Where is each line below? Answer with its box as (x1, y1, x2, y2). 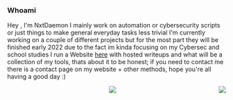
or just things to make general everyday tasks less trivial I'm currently (7, 28, 206, 37)
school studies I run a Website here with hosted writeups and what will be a (7, 50, 223, 59)
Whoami (7, 6, 37, 15)
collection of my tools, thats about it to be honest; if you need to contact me (7, 58, 224, 66)
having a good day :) (7, 72, 66, 81)
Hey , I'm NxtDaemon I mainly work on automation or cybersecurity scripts (7, 21, 221, 30)
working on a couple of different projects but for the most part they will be (7, 36, 219, 44)
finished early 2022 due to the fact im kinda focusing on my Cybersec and (7, 43, 220, 52)
